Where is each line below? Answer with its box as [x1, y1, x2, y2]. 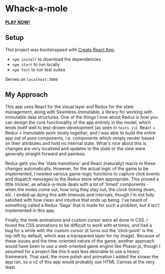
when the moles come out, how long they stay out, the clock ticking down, [5, 186, 156, 192]
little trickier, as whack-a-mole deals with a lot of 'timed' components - [5, 181, 149, 187]
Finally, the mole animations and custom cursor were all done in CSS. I [5, 217, 148, 223]
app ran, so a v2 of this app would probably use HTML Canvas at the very [5, 259, 155, 265]
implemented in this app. [5, 207, 55, 213]
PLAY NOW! [5, 19, 31, 25]
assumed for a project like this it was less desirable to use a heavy [5, 248, 139, 254]
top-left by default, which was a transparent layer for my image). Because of [5, 233, 160, 239]
